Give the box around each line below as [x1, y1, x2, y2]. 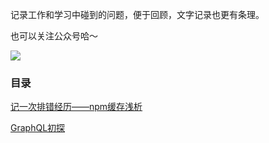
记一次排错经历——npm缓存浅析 [10, 101, 143, 113]
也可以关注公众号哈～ [10, 30, 98, 42]
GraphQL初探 [10, 122, 66, 134]
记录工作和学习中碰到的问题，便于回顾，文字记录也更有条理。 [10, 9, 265, 20]
